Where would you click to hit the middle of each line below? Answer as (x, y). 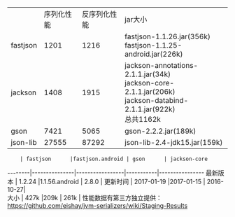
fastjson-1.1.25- (154, 45)
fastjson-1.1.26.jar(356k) (168, 36)
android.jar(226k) (154, 54)
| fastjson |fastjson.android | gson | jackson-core (114, 159)
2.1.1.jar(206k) (150, 92)
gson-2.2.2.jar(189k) (161, 131)
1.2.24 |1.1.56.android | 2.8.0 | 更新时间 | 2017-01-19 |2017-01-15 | (112, 182)
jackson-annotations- (161, 65)
